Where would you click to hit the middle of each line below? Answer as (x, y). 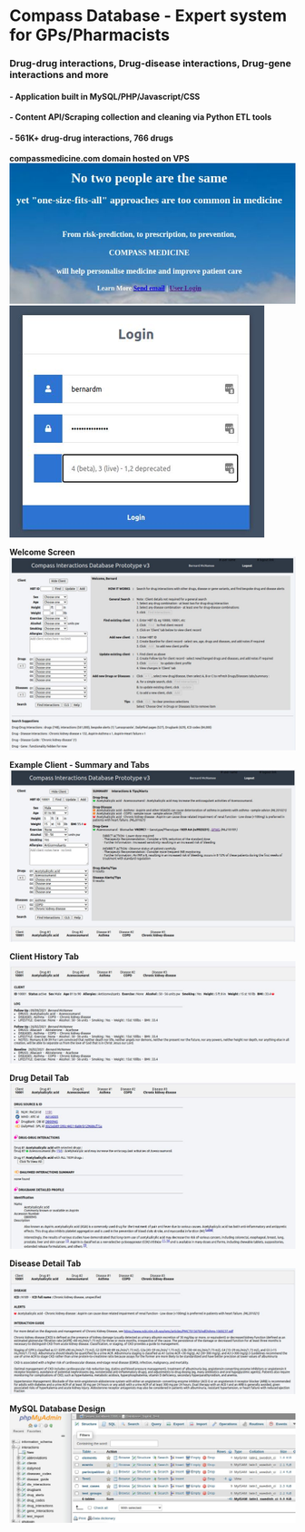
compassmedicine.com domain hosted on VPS (99, 159)
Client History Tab (44, 957)
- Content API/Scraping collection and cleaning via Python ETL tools (141, 117)
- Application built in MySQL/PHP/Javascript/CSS (105, 96)
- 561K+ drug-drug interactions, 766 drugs (92, 138)
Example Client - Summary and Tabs (79, 764)
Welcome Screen (42, 552)
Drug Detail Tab (39, 1078)
